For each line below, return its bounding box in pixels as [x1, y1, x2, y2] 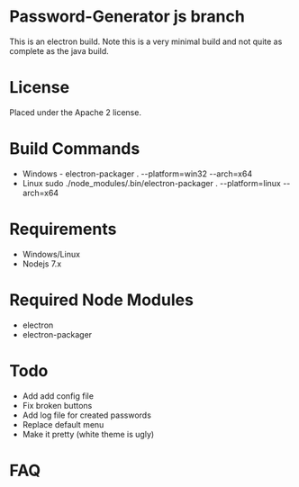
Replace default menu [22, 419, 104, 429]
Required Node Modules [9, 290, 194, 310]
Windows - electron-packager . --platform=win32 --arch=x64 [22, 168, 253, 179]
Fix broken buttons [22, 400, 93, 410]
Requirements [9, 219, 117, 239]
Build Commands [9, 139, 140, 159]
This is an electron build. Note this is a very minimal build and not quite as [9, 36, 283, 47]
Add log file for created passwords [22, 410, 151, 420]
